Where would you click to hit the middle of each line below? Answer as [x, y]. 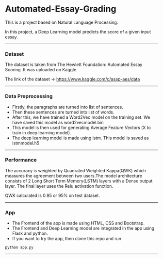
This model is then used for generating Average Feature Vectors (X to [81, 128]
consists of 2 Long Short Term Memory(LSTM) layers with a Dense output [79, 181]
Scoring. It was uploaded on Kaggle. [41, 70]
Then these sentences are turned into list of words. [63, 112]
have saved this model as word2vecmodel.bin [58, 122]
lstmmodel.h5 [26, 143]
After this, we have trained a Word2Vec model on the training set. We [81, 117]
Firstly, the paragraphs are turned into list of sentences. [68, 107]
